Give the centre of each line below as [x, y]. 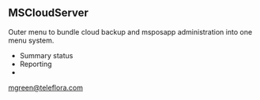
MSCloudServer [49, 13]
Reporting [36, 64]
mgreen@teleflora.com [45, 87]
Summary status [46, 55]
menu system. [31, 40]
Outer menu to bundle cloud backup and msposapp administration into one [130, 31]
